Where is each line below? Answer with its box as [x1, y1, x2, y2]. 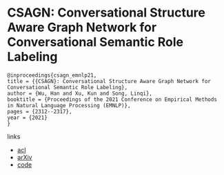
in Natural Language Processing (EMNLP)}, [7, 102, 131, 109]
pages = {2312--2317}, [7, 108, 72, 115]
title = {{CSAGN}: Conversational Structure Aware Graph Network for [7, 77, 212, 84]
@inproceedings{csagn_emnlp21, [7, 71, 97, 79]
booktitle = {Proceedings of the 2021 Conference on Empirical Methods [7, 95, 217, 103]
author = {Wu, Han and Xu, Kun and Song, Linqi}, [7, 90, 153, 97]
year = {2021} [7, 114, 48, 121]
